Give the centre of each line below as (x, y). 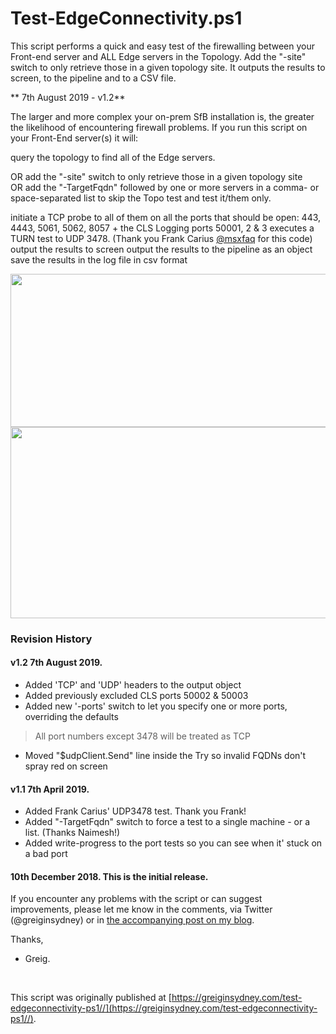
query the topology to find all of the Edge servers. (113, 157)
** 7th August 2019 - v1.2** (68, 97)
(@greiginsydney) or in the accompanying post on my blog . (132, 920)
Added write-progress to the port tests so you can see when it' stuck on (173, 843)
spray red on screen (66, 766)
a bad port (46, 854)
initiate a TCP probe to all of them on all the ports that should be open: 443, (166, 217)
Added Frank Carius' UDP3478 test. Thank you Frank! (135, 811)
